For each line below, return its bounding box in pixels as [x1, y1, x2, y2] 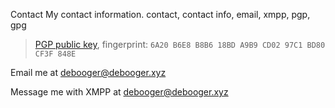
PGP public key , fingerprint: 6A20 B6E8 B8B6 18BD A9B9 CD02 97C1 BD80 [34, 39, 326, 50]
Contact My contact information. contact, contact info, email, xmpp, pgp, [10, 9, 311, 20]
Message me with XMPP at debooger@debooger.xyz [10, 86, 229, 98]
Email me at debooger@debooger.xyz [10, 67, 167, 78]
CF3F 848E [34, 49, 77, 59]
